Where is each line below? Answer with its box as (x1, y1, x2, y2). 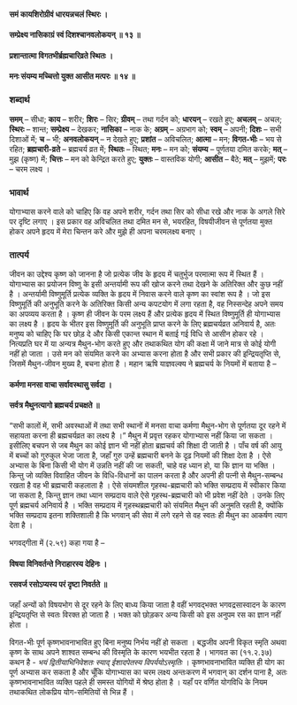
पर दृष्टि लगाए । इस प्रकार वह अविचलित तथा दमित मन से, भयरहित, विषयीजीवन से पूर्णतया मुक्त (9, 216, 272, 226)
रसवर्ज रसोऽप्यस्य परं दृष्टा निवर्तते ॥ (9, 579, 108, 590)
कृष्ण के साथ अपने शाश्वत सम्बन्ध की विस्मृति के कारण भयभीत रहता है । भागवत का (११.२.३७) (9, 647, 272, 657)
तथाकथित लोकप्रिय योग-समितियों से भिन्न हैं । (9, 686, 134, 697)
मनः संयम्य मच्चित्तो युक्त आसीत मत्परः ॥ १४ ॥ (9, 71, 135, 81)
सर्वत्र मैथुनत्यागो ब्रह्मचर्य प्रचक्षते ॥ (9, 400, 100, 410)
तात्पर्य (9, 249, 29, 261)
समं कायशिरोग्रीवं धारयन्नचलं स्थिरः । (9, 9, 109, 19)
